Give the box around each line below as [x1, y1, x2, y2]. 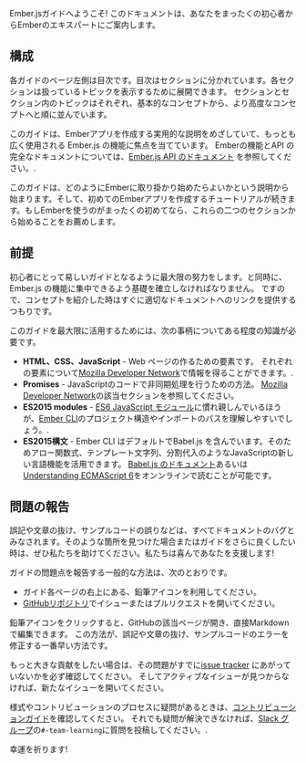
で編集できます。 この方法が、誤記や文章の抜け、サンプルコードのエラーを [9, 629, 290, 640]
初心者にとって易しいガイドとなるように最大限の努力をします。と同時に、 [9, 271, 287, 282]
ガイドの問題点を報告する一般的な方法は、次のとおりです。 [9, 567, 232, 578]
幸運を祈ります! [9, 744, 68, 755]
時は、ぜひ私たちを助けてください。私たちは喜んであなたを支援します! [9, 548, 275, 559]
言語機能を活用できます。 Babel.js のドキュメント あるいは [30, 458, 249, 469]
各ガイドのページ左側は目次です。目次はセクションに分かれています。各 [9, 74, 280, 85]
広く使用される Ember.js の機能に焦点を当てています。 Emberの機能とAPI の [9, 140, 295, 151]
